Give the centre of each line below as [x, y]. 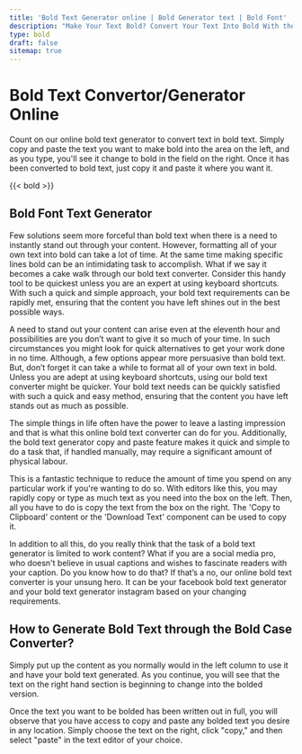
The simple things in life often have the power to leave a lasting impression [147, 422]
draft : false [34, 43]
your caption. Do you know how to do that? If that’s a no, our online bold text [151, 572]
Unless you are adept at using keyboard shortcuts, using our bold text [138, 377]
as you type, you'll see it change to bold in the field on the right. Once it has [149, 159]
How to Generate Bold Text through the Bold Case [151, 630]
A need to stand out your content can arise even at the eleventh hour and [145, 329]
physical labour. [39, 461]
